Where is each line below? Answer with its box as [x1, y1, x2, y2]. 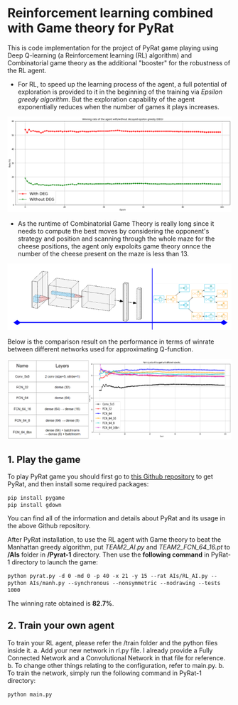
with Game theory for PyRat [7, 20, 174, 36]
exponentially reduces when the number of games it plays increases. [17, 102, 220, 111]
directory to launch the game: [11, 558, 98, 567]
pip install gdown [7, 502, 62, 509]
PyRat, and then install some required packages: [7, 480, 149, 488]
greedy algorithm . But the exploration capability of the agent [17, 94, 195, 104]
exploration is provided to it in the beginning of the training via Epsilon [17, 87, 222, 96]
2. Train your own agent [7, 620, 115, 632]
